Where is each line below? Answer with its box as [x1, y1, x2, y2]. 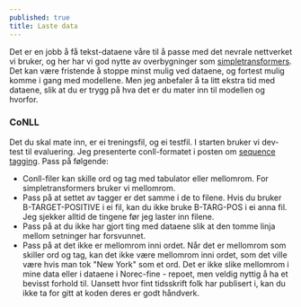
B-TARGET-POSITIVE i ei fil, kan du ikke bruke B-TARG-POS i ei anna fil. [22, 201, 288, 212]
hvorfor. [9, 93, 39, 104]
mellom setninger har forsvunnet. [22, 230, 146, 241]
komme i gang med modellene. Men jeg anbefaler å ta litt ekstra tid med [9, 75, 276, 85]
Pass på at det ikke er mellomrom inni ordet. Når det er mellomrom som [22, 240, 287, 250]
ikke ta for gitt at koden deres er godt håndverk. [22, 287, 200, 298]
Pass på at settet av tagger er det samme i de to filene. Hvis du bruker [22, 192, 282, 203]
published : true [9, 13, 70, 22]
